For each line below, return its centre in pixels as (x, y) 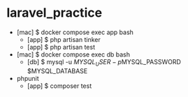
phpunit (28, 78)
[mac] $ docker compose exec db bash (73, 54)
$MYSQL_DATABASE (57, 70)
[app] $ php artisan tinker (64, 39)
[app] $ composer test (59, 86)
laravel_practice (55, 13)
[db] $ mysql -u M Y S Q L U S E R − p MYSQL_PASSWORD (104, 62)
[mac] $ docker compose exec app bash (75, 32)
